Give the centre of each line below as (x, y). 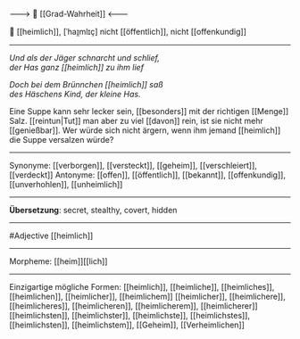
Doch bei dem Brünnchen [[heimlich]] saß (86, 84)
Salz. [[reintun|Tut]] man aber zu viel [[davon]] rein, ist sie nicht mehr (136, 121)
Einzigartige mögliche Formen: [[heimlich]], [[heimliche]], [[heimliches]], (142, 287)
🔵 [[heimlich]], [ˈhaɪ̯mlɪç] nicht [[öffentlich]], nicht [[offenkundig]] (128, 32)
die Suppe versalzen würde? (62, 140)
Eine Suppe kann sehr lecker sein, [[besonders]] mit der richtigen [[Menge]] (149, 111)
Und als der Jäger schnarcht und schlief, (85, 58)
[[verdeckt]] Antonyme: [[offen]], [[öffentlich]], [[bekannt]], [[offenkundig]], (147, 175)
